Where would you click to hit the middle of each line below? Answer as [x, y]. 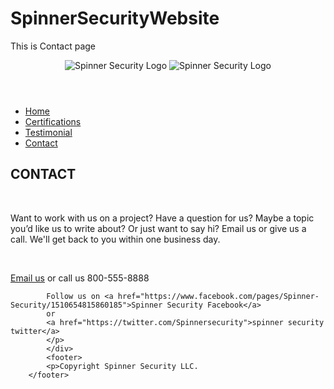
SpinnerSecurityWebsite [115, 18]
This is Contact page [53, 46]
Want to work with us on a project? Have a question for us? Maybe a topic [162, 218]
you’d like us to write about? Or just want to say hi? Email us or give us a [158, 228]
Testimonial [48, 132]
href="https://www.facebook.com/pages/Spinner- [218, 296]
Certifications [53, 121]
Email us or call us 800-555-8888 [80, 278]
